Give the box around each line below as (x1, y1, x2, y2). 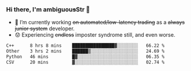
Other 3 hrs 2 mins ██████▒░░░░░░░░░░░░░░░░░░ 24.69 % (6, 49, 165, 54)
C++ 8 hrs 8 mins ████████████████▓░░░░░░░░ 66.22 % (6, 43, 165, 49)
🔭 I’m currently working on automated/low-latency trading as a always (14, 19, 185, 26)
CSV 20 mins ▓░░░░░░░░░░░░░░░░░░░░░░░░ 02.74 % (6, 59, 165, 65)
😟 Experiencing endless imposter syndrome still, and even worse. (14, 31, 176, 38)
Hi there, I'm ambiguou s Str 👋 (6, 5, 90, 14)
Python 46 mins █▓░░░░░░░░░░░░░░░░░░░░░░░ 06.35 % (6, 54, 165, 60)
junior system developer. (14, 25, 75, 32)
